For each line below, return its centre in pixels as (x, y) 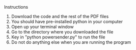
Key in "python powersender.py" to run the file (58, 37)
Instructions (16, 7)
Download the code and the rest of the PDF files (60, 16)
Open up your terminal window (42, 27)
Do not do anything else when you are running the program (71, 42)
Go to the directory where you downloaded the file (62, 32)
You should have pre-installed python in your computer (67, 22)
